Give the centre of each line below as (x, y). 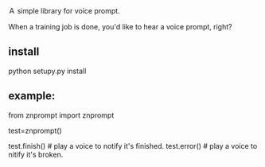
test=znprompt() (35, 130)
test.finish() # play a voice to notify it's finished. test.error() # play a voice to (133, 146)
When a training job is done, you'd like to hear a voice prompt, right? (120, 27)
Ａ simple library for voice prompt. (64, 11)
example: (32, 96)
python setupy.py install (47, 71)
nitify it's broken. (36, 154)
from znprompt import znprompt (61, 115)
